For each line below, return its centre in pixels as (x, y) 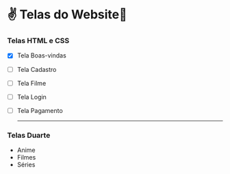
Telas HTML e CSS (38, 41)
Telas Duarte (29, 135)
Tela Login (31, 97)
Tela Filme (31, 83)
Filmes (26, 158)
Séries (26, 165)
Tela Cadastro (37, 69)
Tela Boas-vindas (41, 55)
